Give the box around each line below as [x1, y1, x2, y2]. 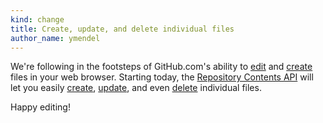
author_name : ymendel [10, 33, 101, 43]
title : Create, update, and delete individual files [10, 24, 235, 34]
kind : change [10, 14, 65, 25]
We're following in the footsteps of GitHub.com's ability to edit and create [10, 61, 313, 73]
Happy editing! [10, 101, 71, 113]
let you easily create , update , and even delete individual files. [10, 82, 262, 94]
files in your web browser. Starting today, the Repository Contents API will [10, 71, 314, 83]
